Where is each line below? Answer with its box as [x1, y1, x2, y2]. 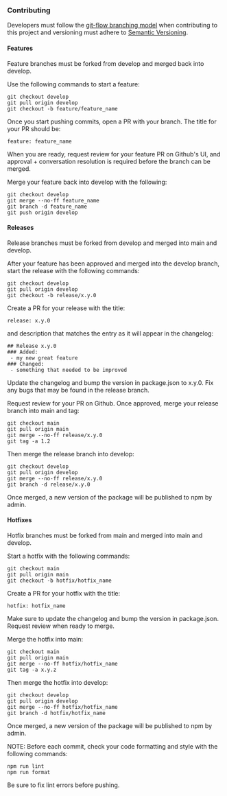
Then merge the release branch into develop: [7, 449, 135, 458]
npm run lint [7, 762, 45, 770]
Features [7, 44, 33, 52]
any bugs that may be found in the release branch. [7, 386, 150, 394]
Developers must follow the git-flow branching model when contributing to [7, 21, 218, 30]
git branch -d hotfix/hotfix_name [7, 710, 106, 716]
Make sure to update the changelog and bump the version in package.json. [7, 614, 219, 622]
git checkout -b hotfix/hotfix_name [7, 577, 112, 584]
